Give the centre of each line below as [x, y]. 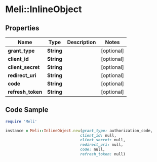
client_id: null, [98, 135]
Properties [22, 28]
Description [82, 42]
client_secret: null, [103, 140]
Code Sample [27, 110]
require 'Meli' [21, 121]
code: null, [93, 150]
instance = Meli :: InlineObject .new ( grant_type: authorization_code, [79, 131]
